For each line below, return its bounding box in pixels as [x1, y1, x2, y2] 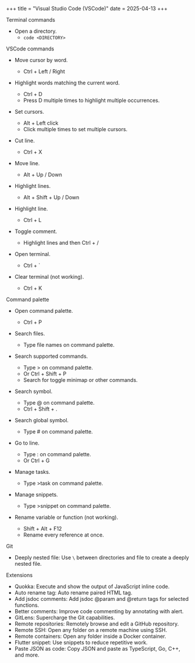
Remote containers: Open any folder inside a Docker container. [14, 633, 167, 640]
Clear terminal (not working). [14, 274, 84, 280]
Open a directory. [14, 28, 57, 35]
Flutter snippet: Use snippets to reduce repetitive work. [14, 639, 148, 646]
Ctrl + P [23, 319, 42, 326]
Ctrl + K [23, 285, 42, 292]
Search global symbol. [14, 417, 69, 423]
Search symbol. [14, 388, 53, 395]
